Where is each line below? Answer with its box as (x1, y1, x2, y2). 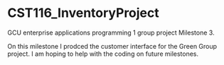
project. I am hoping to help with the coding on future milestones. (7, 49, 199, 58)
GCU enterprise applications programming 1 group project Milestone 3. (7, 28, 215, 37)
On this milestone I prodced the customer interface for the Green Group (7, 42, 218, 50)
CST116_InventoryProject (7, 5, 160, 21)
